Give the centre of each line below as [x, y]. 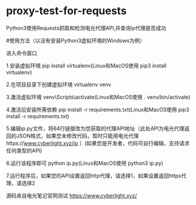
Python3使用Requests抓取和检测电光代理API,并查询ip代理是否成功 [86, 28]
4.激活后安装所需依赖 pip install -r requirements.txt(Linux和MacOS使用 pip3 [98, 109]
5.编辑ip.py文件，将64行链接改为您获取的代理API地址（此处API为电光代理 [95, 128]
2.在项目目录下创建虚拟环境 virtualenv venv [59, 84]
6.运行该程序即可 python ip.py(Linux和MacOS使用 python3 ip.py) [85, 163]
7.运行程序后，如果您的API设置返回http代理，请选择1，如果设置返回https [94, 175]
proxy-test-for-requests [67, 11]
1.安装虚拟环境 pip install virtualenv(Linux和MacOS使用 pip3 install [86, 66]
